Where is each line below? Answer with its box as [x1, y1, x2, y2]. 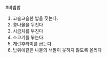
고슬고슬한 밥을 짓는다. [12, 15, 58, 21]
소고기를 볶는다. [12, 35, 45, 40]
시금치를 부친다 [12, 28, 44, 34]
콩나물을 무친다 [12, 22, 44, 27]
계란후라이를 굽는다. [12, 41, 53, 47]
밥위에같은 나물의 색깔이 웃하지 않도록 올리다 [12, 47, 102, 53]
